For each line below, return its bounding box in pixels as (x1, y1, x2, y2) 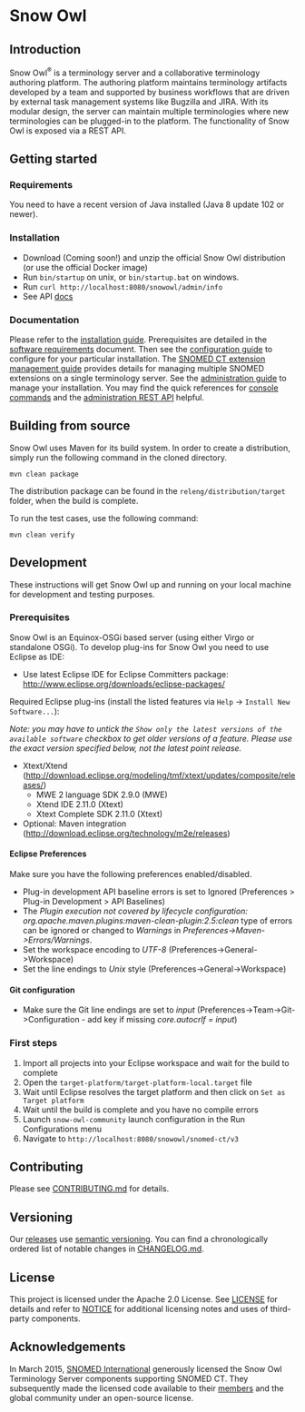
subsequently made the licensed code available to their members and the (9, 1382, 284, 1394)
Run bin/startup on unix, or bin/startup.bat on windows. (22, 272, 240, 282)
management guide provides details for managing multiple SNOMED (9, 362, 265, 373)
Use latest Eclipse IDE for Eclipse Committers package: (22, 668, 229, 679)
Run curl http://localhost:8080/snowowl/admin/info (22, 281, 223, 291)
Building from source (9, 419, 131, 434)
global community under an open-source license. (9, 1392, 194, 1403)
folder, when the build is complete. (9, 495, 139, 506)
